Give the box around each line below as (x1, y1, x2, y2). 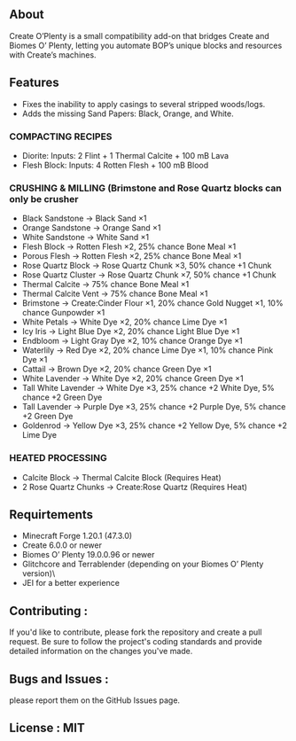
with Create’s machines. (9, 49, 97, 60)
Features (9, 75, 59, 90)
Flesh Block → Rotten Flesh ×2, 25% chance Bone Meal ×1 (21, 241, 237, 252)
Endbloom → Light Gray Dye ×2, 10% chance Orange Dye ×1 (21, 336, 244, 347)
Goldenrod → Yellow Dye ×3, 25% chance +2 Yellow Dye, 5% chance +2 (21, 420, 288, 431)
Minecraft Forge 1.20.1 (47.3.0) (21, 531, 133, 542)
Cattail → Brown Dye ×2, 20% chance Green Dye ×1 (21, 363, 212, 375)
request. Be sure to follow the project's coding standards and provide (9, 636, 263, 647)
